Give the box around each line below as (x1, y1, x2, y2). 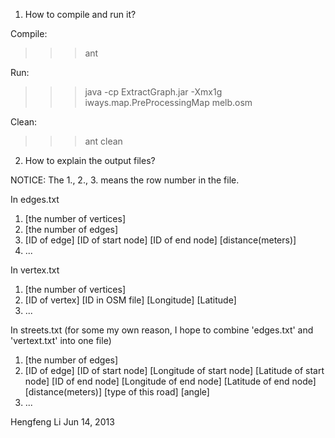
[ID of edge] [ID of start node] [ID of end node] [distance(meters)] (24, 234, 297, 246)
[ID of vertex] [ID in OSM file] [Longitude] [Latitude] (24, 294, 237, 306)
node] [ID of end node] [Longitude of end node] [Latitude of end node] (24, 375, 317, 387)
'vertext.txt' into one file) (10, 335, 112, 346)
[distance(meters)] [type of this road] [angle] (24, 386, 210, 398)
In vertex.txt (10, 264, 60, 276)
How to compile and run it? (24, 9, 137, 20)
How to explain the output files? (24, 155, 156, 166)
